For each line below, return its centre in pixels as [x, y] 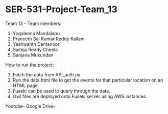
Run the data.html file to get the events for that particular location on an [88, 80]
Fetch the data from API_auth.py [46, 74]
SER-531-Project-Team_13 [61, 9]
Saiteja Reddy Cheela [35, 49]
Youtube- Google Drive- [31, 106]
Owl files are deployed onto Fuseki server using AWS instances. [80, 96]
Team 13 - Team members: [33, 23]
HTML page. [26, 85]
